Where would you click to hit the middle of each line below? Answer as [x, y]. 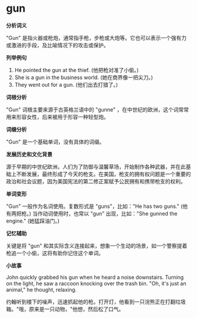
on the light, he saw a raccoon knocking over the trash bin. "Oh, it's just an [96, 283]
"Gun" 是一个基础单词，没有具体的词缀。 [55, 142]
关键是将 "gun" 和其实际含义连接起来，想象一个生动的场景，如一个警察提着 [97, 245]
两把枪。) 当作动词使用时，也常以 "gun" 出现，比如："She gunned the [94, 213]
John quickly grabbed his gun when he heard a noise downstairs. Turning [95, 277]
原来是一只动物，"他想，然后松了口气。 [77, 309]
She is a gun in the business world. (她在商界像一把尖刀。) [84, 77]
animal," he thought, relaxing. [42, 289]
